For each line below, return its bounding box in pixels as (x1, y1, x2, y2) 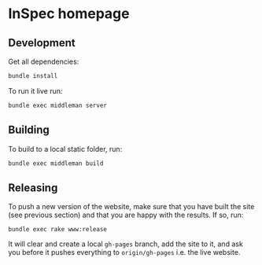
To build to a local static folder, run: (8, 144, 123, 153)
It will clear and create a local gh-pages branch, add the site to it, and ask (8, 239, 244, 248)
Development (8, 36, 76, 50)
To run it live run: (8, 86, 63, 95)
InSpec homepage (8, 5, 130, 23)
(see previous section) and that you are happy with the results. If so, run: (8, 210, 244, 220)
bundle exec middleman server (8, 101, 108, 109)
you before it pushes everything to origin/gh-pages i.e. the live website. (8, 248, 241, 257)
